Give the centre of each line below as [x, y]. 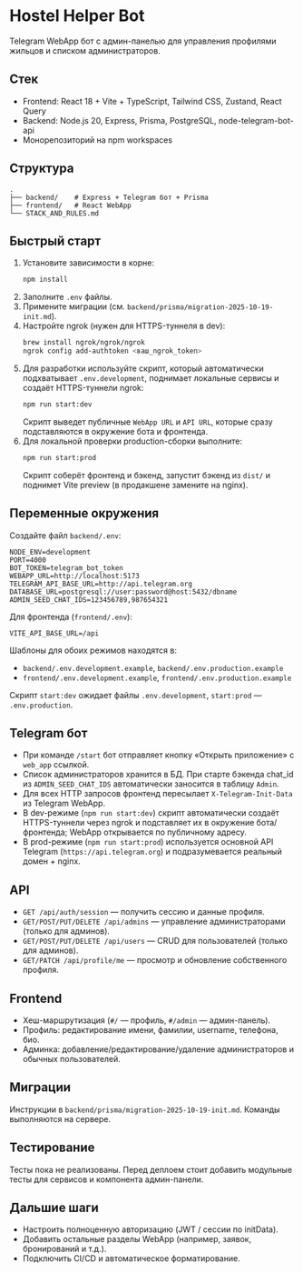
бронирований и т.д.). [64, 1249]
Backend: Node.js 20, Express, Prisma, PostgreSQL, [119, 120]
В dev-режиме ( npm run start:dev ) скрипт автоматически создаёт [151, 813]
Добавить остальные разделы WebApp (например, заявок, [137, 1239]
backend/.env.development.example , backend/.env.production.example [153, 667]
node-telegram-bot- [256, 120]
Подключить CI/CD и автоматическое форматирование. [131, 1258]
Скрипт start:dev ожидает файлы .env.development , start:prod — [136, 695]
